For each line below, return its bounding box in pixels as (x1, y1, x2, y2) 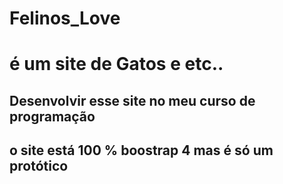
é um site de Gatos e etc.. (9, 53, 224, 76)
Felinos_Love (9, 7, 121, 30)
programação (9, 108, 96, 125)
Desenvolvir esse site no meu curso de (9, 92, 256, 109)
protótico (9, 158, 69, 175)
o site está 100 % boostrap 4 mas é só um (9, 142, 274, 159)
